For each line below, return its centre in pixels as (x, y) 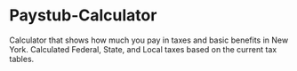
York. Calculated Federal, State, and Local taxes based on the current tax (143, 49)
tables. (22, 59)
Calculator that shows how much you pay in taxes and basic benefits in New (149, 40)
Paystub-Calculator (83, 16)
